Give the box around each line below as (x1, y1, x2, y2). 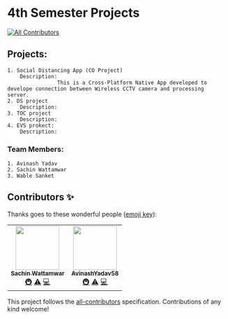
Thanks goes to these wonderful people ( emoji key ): (7, 210, 158, 218)
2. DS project (7, 97, 49, 104)
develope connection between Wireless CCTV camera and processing (7, 85, 204, 92)
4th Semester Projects (7, 5, 140, 21)
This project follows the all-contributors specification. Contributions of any (7, 297, 222, 306)
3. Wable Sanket (7, 173, 54, 180)
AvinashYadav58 (70, 269, 119, 277)
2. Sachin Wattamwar (7, 166, 68, 173)
